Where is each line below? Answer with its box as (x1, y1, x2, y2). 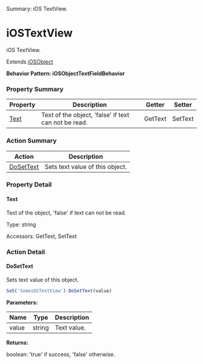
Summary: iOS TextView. (6, 5, 68, 12)
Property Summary (6, 85, 64, 93)
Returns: (6, 339, 29, 346)
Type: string (6, 220, 36, 228)
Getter (146, 101, 165, 109)
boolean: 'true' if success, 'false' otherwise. (6, 351, 115, 358)
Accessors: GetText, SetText (6, 233, 77, 240)
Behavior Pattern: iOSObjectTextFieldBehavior (6, 70, 125, 77)
